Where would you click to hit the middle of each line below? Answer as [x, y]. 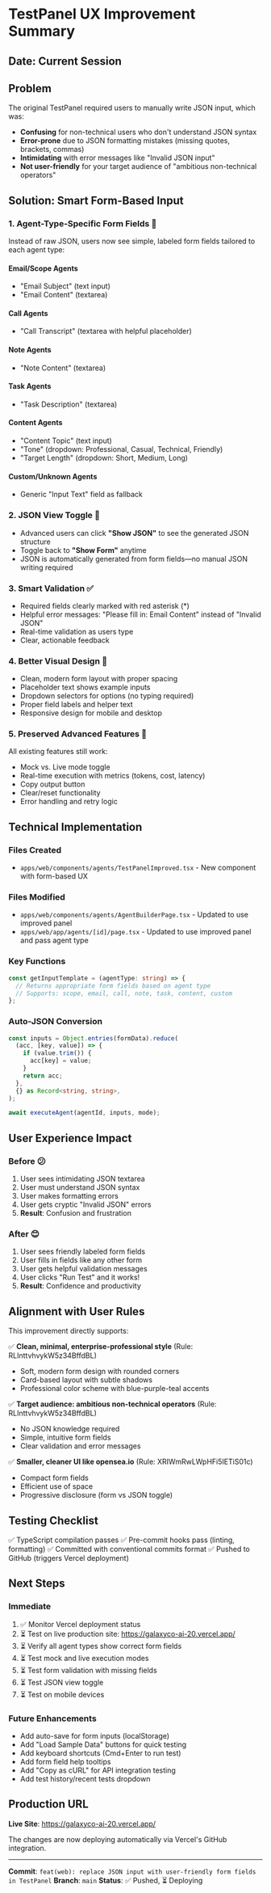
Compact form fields [54, 1478]
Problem [30, 89]
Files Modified [37, 897]
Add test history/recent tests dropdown [85, 1778]
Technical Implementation [75, 826]
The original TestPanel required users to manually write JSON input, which [132, 108]
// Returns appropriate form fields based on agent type [113, 986]
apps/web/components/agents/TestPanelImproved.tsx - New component [138, 868]
